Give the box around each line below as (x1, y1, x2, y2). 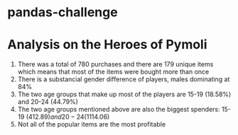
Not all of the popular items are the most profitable (17, 120, 166, 129)
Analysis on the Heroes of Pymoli (7, 37, 207, 53)
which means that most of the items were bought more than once (17, 68, 210, 76)
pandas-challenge (7, 4, 119, 20)
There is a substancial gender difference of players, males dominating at (17, 75, 230, 83)
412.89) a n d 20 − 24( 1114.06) (28, 112, 110, 121)
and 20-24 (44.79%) (17, 98, 78, 106)
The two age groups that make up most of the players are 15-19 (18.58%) (17, 90, 232, 99)
